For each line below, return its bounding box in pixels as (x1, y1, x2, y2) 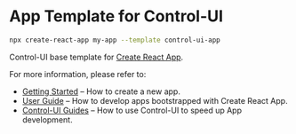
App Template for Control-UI (9, 6, 224, 27)
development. (21, 114, 73, 125)
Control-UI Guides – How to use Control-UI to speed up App (21, 105, 243, 115)
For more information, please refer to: (9, 68, 147, 79)
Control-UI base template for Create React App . (9, 51, 184, 62)
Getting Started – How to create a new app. (21, 86, 180, 97)
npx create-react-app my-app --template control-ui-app (9, 35, 220, 44)
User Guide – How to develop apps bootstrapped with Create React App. (21, 95, 288, 106)
